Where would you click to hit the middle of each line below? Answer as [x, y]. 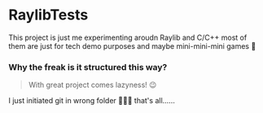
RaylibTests [48, 15]
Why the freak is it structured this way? [88, 67]
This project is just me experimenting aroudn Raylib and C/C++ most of [128, 37]
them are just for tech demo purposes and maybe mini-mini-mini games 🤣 [132, 46]
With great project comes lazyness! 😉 [92, 85]
